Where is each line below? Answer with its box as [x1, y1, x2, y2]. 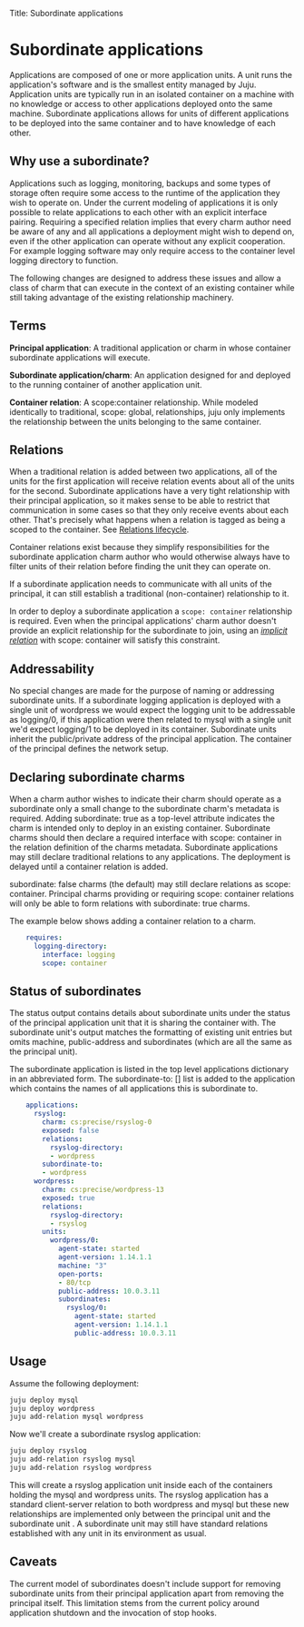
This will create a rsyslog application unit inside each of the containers [9, 1479, 273, 1490]
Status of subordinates [9, 983, 142, 999]
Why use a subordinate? [9, 153, 150, 169]
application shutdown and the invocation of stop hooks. [9, 1607, 218, 1618]
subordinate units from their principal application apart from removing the [9, 1588, 284, 1599]
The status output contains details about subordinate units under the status [9, 1008, 290, 1019]
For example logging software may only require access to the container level [9, 245, 296, 256]
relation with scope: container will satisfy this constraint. [9, 635, 221, 646]
